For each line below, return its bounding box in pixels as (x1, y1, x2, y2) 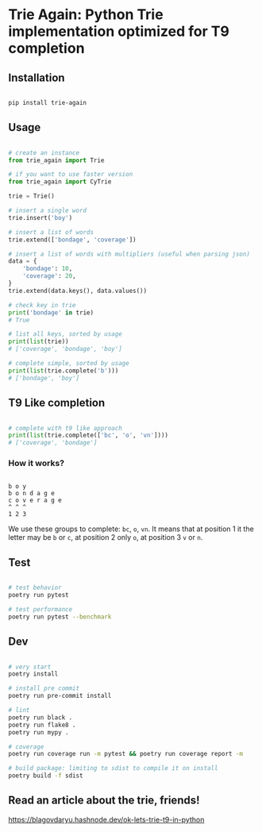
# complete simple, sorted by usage (8, 360, 129, 368)
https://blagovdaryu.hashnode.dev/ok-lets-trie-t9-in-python (8, 815, 205, 824)
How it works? (8, 458, 65, 469)
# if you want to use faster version (8, 171, 133, 179)
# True (8, 316, 30, 324)
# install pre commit (8, 684, 80, 692)
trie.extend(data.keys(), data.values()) (8, 287, 148, 295)
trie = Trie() (8, 192, 56, 200)
